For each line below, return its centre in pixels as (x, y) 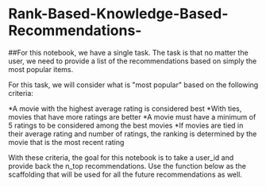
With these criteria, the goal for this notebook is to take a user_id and (121, 157)
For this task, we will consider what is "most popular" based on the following (133, 85)
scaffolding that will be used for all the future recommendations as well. (125, 174)
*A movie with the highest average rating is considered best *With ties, (125, 109)
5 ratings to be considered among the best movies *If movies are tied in (126, 125)
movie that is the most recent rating (66, 142)
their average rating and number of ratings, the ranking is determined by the (133, 134)
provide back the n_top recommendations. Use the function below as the (127, 166)
